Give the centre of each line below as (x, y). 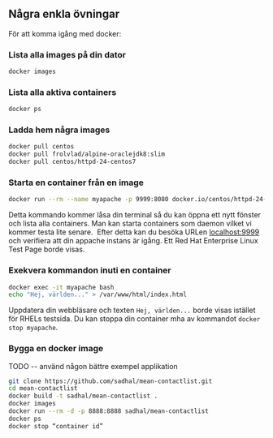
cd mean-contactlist (43, 389)
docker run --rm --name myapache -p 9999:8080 (89, 200)
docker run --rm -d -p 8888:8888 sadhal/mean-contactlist (108, 411)
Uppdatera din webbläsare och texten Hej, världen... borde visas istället (132, 310)
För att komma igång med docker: (65, 33)
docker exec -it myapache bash (61, 287)
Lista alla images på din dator (67, 54)
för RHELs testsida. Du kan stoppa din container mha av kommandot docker (134, 319)
